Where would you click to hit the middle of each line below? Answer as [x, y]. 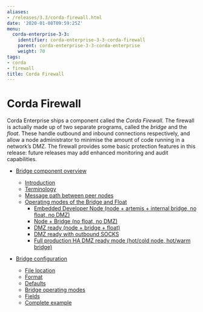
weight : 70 [32, 51]
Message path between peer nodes [69, 196]
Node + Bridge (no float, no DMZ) [75, 221]
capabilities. [22, 159]
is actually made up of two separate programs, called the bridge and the [97, 127]
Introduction [40, 183]
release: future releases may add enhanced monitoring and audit [88, 153]
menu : [14, 29]
